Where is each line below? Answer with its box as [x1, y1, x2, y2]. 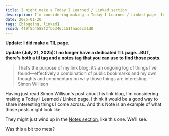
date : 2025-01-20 [5, 17, 42, 22]
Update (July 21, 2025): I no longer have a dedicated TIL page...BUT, [5, 50, 151, 56]
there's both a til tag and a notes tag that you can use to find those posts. [5, 55, 161, 61]
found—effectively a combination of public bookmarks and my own [17, 70, 157, 76]
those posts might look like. [5, 107, 62, 113]
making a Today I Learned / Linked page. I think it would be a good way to [5, 96, 158, 102]
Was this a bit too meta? [5, 126, 55, 132]
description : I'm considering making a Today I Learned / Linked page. [5, 12, 158, 17]
